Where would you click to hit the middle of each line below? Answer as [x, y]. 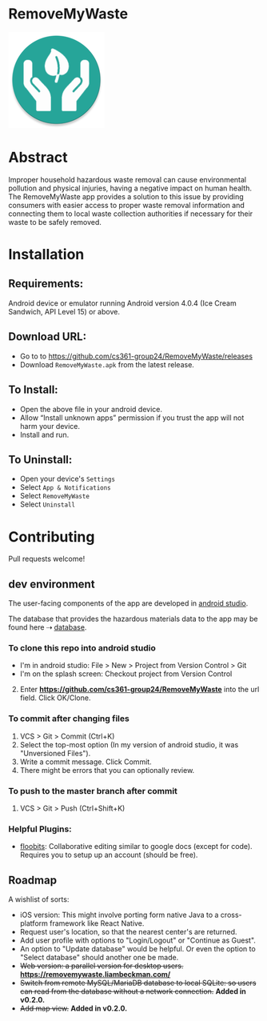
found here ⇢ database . [48, 627]
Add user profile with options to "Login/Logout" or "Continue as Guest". [137, 940]
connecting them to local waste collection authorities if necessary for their [131, 214]
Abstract [38, 158]
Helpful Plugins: [40, 829]
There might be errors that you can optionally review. [107, 770]
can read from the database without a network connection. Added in [133, 991]
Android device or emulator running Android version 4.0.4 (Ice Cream [123, 303]
